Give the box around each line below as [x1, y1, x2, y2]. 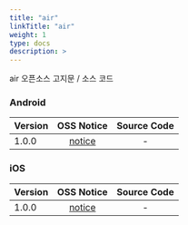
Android [9, 96, 46, 109]
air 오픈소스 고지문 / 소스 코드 [9, 73, 114, 84]
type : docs [9, 38, 51, 48]
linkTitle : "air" [9, 22, 75, 31]
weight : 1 [9, 30, 47, 39]
